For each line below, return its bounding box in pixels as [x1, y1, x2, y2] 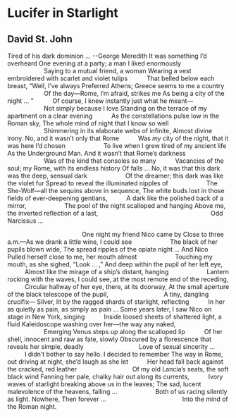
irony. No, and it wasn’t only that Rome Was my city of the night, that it [7, 134, 229, 142]
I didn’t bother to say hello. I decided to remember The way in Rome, [24, 350, 223, 358]
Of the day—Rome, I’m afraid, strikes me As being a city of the [43, 90, 225, 97]
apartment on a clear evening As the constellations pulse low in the [7, 111, 220, 120]
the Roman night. [7, 402, 57, 410]
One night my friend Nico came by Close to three [82, 230, 224, 238]
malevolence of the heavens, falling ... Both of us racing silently [7, 388, 228, 395]
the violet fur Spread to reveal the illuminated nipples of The [7, 179, 218, 188]
